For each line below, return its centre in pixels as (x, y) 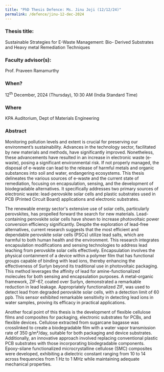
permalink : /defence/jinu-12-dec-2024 (45, 14)
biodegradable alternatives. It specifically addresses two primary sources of (82, 188)
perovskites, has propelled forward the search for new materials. (70, 213)
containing (16, 219)
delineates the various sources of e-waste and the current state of (72, 178)
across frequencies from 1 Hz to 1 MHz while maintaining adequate (72, 359)
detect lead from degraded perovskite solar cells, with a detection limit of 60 (82, 292)
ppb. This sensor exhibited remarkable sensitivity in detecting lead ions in (79, 297)
